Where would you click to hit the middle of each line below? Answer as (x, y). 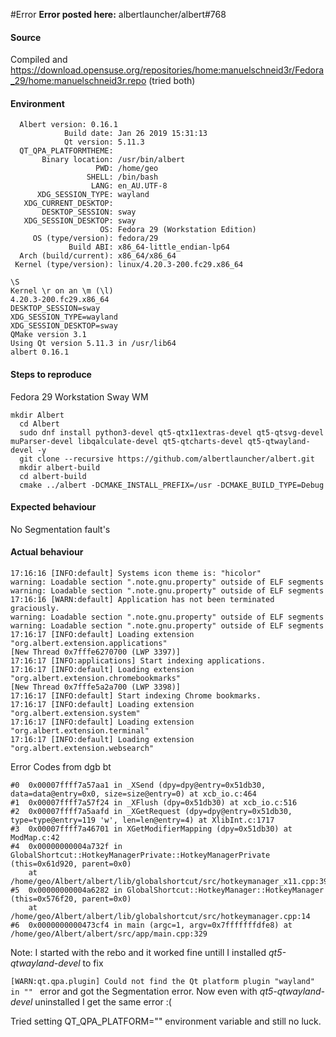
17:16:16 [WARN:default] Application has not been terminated (142, 600)
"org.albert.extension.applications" (89, 644)
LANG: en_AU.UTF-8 (129, 186)
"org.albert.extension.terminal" (80, 731)
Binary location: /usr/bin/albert (113, 160)
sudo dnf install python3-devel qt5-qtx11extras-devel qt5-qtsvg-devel (172, 432)
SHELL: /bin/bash (122, 177)
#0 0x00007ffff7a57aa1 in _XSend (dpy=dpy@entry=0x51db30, (138, 785)
